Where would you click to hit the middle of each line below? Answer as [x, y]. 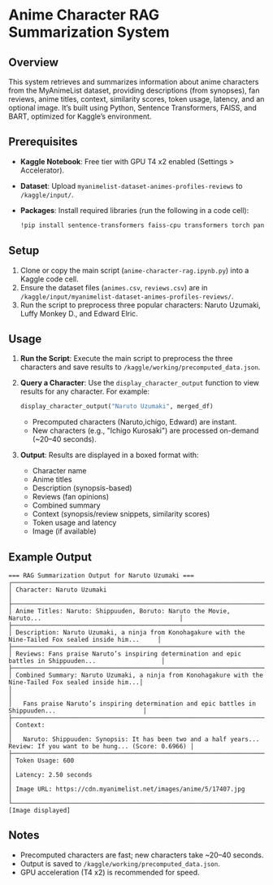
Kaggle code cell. [49, 279]
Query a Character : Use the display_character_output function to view [140, 383]
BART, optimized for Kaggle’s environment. [80, 116]
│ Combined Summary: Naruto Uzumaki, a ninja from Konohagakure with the [136, 675]
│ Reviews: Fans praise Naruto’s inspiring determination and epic [125, 654]
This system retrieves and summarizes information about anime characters [134, 82]
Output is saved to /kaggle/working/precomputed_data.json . [120, 863]
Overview [34, 62]
